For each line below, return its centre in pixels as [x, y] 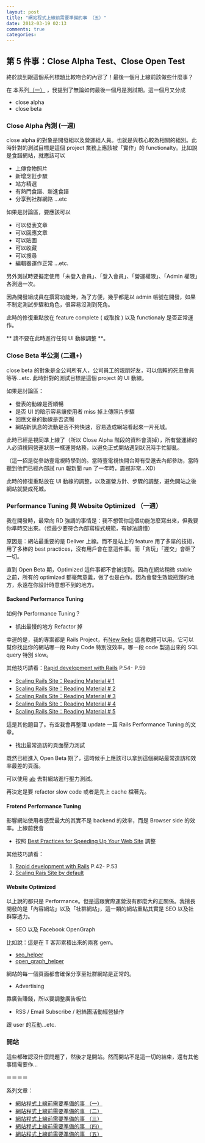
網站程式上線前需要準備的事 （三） [59, 1119]
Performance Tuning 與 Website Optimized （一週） [84, 506]
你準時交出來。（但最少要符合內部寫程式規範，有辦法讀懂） [80, 528]
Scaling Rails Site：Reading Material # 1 [65, 681]
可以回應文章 [31, 233]
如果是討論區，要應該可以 [38, 212]
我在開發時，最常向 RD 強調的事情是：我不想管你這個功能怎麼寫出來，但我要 [102, 520]
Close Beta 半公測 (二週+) [44, 356]
